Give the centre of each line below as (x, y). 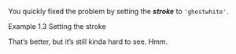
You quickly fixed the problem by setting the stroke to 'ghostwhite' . (118, 11)
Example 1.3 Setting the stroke (57, 26)
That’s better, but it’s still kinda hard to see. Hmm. (88, 41)
